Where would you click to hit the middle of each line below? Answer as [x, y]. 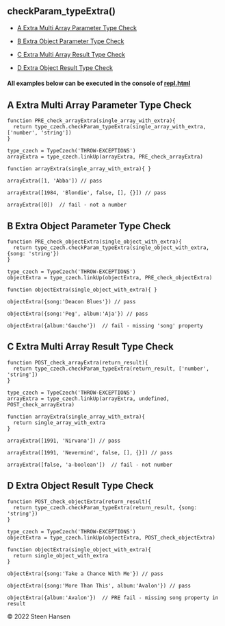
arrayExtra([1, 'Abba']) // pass [55, 181]
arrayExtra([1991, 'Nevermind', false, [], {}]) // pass [90, 452]
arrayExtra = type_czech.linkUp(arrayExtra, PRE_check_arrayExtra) [105, 157]
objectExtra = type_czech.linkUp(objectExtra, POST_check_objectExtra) [111, 537]
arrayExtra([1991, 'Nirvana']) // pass [64, 441]
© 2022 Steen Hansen [39, 616]
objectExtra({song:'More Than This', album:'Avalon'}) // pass [99, 586]
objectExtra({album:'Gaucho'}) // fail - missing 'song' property [105, 326]
